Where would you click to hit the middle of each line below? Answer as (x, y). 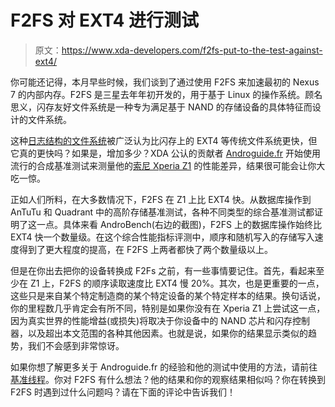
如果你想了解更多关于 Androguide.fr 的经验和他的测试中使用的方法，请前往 (164, 367)
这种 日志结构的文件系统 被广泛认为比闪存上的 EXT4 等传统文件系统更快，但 (164, 140)
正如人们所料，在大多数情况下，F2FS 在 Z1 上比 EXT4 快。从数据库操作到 (161, 199)
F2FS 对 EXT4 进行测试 (105, 20)
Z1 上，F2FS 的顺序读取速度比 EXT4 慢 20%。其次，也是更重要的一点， (177, 283)
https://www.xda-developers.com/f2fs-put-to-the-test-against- (192, 50)
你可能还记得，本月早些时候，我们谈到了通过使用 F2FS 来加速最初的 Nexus (165, 82)
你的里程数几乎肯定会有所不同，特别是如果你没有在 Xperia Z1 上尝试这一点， (168, 308)
